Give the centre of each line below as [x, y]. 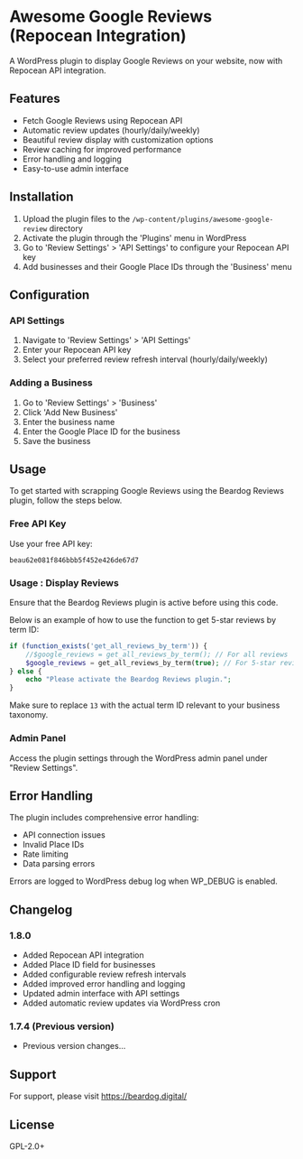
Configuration [50, 295]
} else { [26, 671]
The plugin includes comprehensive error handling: [104, 818]
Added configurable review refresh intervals [104, 974]
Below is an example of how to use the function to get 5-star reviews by [143, 619]
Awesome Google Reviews [111, 17]
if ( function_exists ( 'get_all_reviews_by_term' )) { [108, 646]
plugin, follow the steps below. [66, 501]
